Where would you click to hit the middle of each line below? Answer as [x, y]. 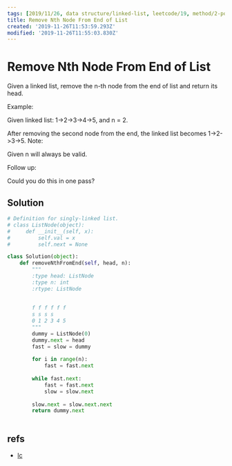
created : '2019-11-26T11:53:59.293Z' [61, 26]
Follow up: [22, 168]
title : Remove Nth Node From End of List [68, 20]
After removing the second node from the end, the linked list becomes [107, 134]
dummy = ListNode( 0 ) [61, 333]
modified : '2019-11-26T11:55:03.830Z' [63, 33]
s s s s [43, 315]
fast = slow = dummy [61, 347]
